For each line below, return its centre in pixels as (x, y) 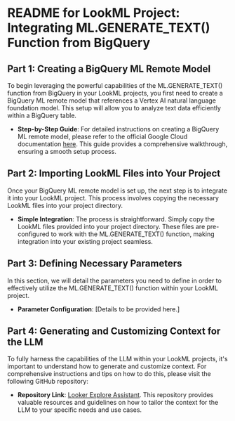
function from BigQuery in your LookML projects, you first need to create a (115, 93)
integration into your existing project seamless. (85, 241)
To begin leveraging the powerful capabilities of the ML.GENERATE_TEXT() (115, 85)
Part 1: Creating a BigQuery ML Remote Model (109, 69)
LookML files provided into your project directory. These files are (111, 226)
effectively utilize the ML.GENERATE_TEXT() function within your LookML (113, 288)
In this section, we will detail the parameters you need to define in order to (115, 280)
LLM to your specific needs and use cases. (80, 410)
